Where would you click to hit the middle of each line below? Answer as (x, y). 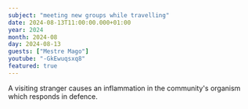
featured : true (33, 66)
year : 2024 (26, 30)
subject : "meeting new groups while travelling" (89, 15)
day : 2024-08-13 (34, 44)
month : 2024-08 (33, 37)
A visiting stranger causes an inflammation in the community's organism (124, 88)
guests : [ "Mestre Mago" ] (49, 51)
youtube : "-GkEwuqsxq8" (47, 59)
